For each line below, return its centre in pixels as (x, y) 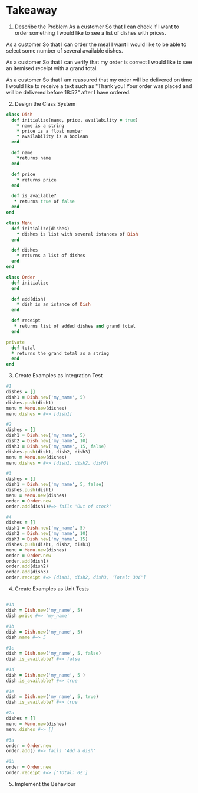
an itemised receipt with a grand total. (52, 68)
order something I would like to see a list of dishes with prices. (90, 32)
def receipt (26, 321)
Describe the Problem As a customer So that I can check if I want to (97, 27)
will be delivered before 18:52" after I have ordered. (68, 92)
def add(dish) (29, 299)
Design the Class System (45, 103)
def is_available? (34, 196)
